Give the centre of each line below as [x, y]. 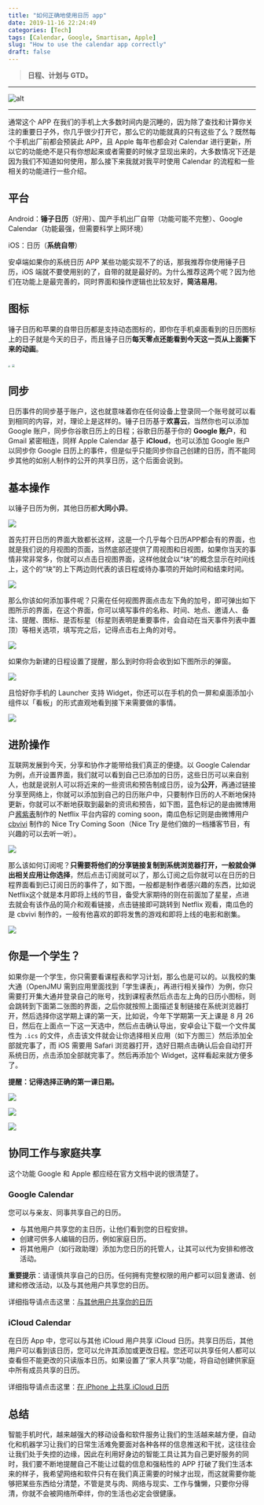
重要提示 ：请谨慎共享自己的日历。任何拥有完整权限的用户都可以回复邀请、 [128, 1275]
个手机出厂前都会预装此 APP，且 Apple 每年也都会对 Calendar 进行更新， [126, 141]
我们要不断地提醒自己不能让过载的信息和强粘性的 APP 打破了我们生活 [134, 1464]
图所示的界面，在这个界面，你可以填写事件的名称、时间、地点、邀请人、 [125, 611]
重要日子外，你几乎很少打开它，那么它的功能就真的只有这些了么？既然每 [139, 132]
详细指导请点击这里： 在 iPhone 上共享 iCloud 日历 [89, 1387]
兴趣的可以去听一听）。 [44, 834]
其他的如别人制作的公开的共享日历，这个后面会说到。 [101, 461]
